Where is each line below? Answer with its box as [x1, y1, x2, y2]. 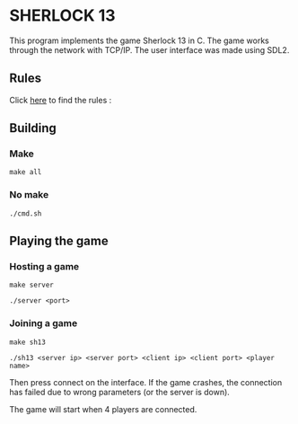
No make [9, 189, 49, 201]
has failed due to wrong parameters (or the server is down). [9, 386, 231, 397]
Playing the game [9, 234, 110, 249]
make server [9, 280, 54, 290]
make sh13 [9, 338, 47, 347]
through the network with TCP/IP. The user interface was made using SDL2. [9, 44, 290, 55]
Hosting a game [9, 261, 80, 273]
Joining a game [9, 317, 78, 330]
